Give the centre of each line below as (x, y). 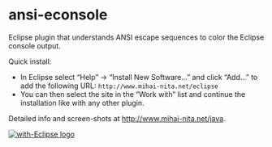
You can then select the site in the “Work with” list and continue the (133, 94)
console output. (35, 45)
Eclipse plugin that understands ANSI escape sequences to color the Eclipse (136, 37)
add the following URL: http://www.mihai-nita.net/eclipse (119, 86)
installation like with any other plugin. (82, 103)
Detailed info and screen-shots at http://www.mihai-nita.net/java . (117, 118)
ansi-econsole (58, 15)
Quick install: (30, 61)
